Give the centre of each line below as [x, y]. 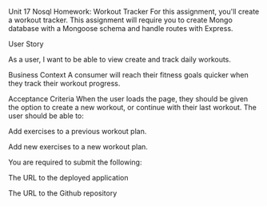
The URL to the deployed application [68, 178]
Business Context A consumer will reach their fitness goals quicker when [129, 75]
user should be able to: [46, 116]
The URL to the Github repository [63, 193]
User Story [26, 44]
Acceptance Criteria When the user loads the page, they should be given [128, 99]
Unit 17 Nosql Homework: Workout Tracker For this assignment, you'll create [134, 12]
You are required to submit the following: [75, 162]
